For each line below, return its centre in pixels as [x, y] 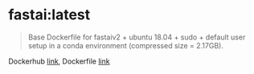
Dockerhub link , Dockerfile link [59, 61]
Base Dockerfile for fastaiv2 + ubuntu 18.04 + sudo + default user [137, 37]
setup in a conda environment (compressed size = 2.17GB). [125, 45]
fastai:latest [49, 15]
